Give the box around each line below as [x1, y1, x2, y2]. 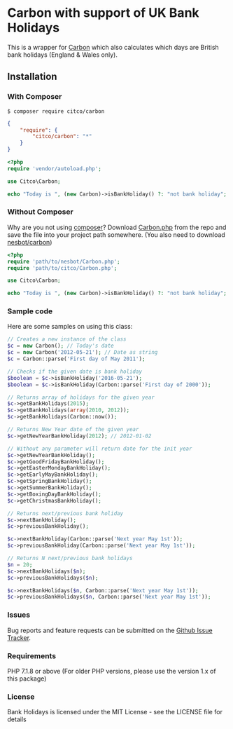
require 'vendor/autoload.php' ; [7, 165, 101, 172]
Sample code [7, 306, 53, 316]
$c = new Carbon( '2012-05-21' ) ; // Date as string [7, 349, 158, 356]
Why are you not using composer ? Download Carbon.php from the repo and [7, 223, 227, 231]
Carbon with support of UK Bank [7, 5, 199, 21]
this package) [7, 674, 47, 683]
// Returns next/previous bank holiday [7, 510, 124, 517]
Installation [7, 71, 57, 83]
